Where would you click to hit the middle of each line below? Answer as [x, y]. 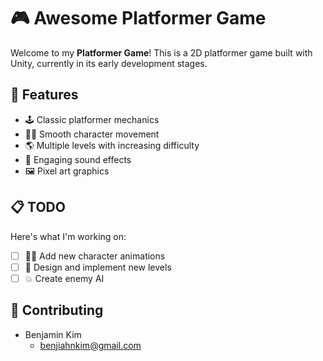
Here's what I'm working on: [68, 236]
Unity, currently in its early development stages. [109, 63]
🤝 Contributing [57, 310]
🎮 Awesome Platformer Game [138, 18]
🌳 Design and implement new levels [98, 267]
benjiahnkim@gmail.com [90, 345]
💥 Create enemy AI [64, 278]
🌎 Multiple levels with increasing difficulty [112, 145]
